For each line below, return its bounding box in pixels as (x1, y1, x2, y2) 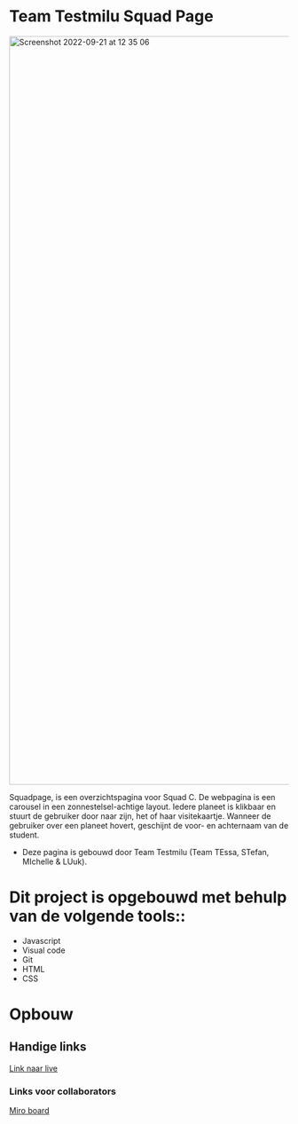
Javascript (21, 935, 61, 946)
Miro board (9, 1105, 50, 1116)
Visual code (21, 945, 66, 955)
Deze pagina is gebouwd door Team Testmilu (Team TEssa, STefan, (21, 846, 270, 857)
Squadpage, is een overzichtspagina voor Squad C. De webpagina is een (9, 791, 276, 802)
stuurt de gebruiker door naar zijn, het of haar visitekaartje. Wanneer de (9, 810, 271, 821)
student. (9, 829, 40, 840)
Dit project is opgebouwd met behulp (9, 887, 287, 908)
